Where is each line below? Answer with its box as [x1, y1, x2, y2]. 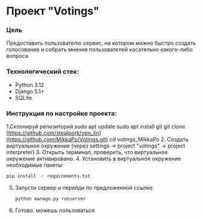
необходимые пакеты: [6, 161, 64, 169]
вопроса [6, 53, 28, 60]
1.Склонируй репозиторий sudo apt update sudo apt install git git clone [6, 123, 186, 131]
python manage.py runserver [15, 195, 86, 202]
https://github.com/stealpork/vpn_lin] [8, 129, 102, 137]
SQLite [15, 94, 32, 101]
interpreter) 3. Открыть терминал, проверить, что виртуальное [6, 149, 168, 156]
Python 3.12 [15, 81, 44, 88]
